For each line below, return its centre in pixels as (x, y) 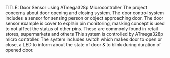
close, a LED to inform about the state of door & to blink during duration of (83, 45)
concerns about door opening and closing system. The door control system (85, 13)
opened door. (19, 50)
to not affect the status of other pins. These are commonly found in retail (82, 29)
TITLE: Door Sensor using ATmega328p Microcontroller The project (76, 7)
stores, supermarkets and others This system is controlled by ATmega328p (84, 34)
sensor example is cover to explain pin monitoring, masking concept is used (85, 23)
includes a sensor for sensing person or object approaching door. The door (84, 18)
